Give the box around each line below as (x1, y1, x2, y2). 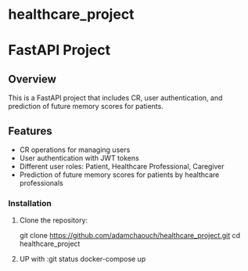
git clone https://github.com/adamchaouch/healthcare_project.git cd (19, 231, 241, 240)
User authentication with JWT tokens (19, 154, 139, 162)
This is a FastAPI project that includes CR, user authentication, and (8, 93, 223, 103)
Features (8, 124, 52, 138)
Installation (8, 197, 52, 208)
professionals (19, 179, 64, 187)
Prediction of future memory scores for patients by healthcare (19, 170, 220, 179)
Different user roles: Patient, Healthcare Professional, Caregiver (19, 162, 225, 171)
